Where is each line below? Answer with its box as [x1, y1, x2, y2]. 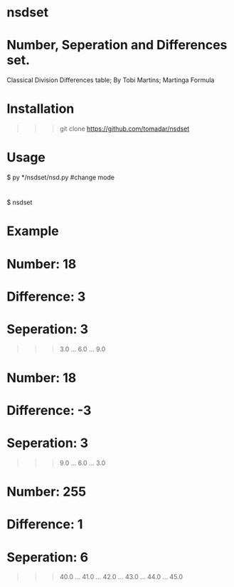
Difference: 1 [6, 516, 83, 533]
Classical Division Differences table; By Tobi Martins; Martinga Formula [6, 76, 215, 84]
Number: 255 [6, 483, 87, 500]
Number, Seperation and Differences [6, 37, 228, 54]
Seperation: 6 [6, 549, 89, 565]
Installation [6, 101, 75, 117]
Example [6, 223, 59, 239]
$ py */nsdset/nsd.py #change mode [6, 173, 115, 181]
